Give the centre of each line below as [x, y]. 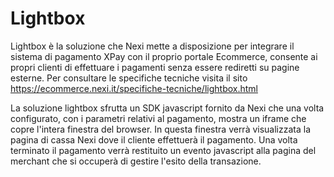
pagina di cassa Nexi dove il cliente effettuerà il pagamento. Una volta [154, 139]
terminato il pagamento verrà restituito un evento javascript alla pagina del [163, 150]
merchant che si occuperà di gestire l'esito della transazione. [136, 161]
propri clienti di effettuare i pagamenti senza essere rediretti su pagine [155, 67]
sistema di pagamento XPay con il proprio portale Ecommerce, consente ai [164, 56]
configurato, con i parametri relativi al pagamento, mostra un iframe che [158, 118]
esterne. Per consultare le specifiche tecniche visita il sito [129, 78]
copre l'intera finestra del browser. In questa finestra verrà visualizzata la [161, 129]
